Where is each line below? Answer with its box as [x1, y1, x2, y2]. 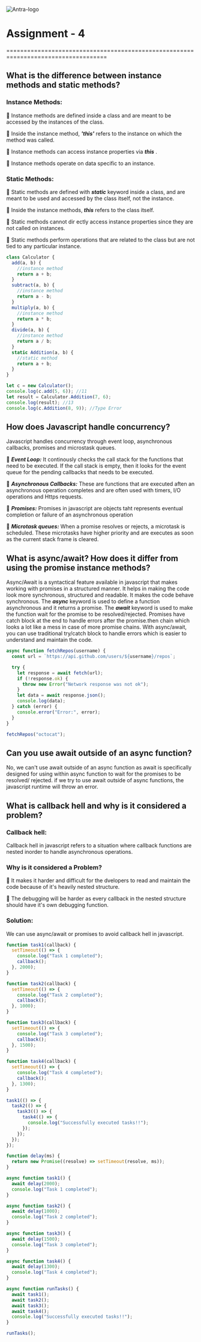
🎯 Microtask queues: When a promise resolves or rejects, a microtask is [6, 523, 185, 530]
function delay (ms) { [6, 1153, 61, 1159]
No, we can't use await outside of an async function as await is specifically [6, 764, 192, 771]
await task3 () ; [11, 1302, 50, 1309]
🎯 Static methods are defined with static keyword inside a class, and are [6, 188, 185, 195]
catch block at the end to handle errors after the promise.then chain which [6, 617, 190, 624]
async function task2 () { [6, 1203, 71, 1209]
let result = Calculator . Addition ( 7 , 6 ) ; [6, 394, 112, 400]
